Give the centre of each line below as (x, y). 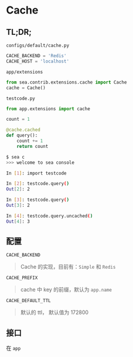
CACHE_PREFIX (22, 278)
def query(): (22, 135)
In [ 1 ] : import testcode (36, 173)
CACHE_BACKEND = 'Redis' (36, 56)
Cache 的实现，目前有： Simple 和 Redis (68, 267)
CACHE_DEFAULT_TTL (28, 301)
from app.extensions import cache (48, 109)
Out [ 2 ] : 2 (18, 189)
